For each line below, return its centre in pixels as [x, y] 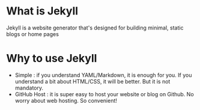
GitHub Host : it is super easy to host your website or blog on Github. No [104, 94]
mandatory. [29, 88]
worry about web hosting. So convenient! [66, 100]
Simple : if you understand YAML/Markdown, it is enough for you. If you [103, 75]
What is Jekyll [42, 11]
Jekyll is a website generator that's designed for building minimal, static [95, 28]
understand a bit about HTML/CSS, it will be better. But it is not [92, 81]
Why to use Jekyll [52, 59]
